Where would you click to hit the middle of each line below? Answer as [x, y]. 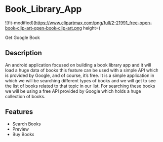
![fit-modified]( [20, 23]
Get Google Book [23, 37]
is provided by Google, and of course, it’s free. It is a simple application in [80, 75]
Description [23, 53]
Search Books [26, 124]
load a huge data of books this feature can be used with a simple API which [82, 70]
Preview [20, 129]
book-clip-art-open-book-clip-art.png [44, 28]
